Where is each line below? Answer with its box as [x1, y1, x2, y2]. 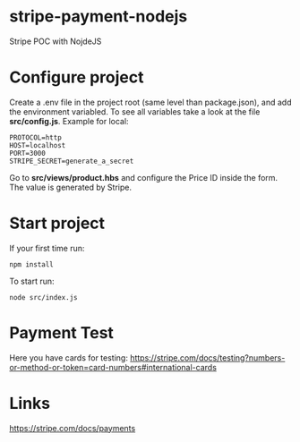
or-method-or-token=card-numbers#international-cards [9, 361, 218, 372]
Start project [9, 213, 106, 234]
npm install [9, 259, 54, 269]
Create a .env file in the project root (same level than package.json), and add [9, 97, 292, 107]
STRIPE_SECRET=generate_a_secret [9, 157, 134, 166]
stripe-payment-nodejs [9, 6, 188, 27]
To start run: [9, 276, 56, 286]
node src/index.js [9, 293, 78, 302]
